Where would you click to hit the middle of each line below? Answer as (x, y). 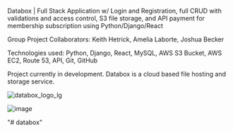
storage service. (31, 81)
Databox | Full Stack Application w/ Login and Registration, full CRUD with (115, 11)
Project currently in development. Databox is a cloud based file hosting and (116, 74)
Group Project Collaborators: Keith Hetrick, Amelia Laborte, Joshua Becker (116, 39)
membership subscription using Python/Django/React (85, 26)
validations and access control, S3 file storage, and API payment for (106, 18)
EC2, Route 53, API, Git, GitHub (53, 60)
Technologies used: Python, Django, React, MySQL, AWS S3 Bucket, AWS (115, 53)
